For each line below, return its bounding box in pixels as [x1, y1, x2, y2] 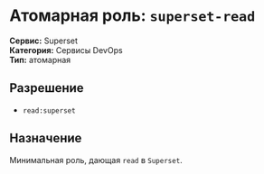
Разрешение [9, 80, 84, 96]
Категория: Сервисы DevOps [9, 44, 124, 55]
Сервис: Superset [9, 35, 79, 46]
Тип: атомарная [9, 54, 71, 65]
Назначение [9, 131, 82, 146]
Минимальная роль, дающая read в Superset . [9, 154, 183, 165]
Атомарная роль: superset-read [9, 5, 256, 26]
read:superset [22, 105, 76, 115]
